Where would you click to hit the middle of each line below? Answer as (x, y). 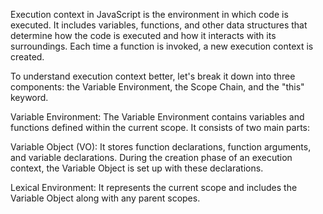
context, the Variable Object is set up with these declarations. (137, 168)
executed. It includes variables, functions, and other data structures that (159, 25)
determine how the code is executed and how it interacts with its (143, 35)
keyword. (29, 97)
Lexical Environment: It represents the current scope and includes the (154, 187)
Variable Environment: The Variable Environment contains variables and (157, 117)
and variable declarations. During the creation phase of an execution (151, 157)
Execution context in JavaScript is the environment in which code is (149, 14)
